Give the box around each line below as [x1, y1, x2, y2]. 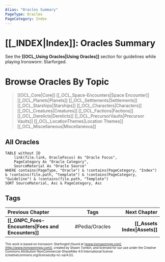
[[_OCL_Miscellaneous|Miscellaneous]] [17, 124, 96, 130]
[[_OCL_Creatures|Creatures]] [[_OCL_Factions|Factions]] [17, 108, 134, 114]
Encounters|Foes [7, 223, 49, 230]
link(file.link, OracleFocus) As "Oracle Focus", [14, 155, 118, 160]
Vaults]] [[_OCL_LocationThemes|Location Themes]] [17, 118, 124, 124]
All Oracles [5, 138, 39, 146]
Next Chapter [125, 209, 158, 215]
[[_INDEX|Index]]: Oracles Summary [5, 37, 156, 49]
